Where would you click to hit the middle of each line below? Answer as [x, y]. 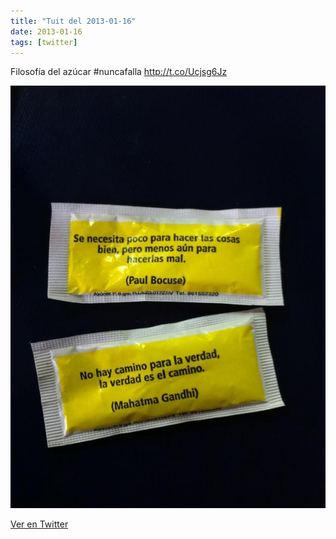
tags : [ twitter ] [44, 42]
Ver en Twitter [39, 524]
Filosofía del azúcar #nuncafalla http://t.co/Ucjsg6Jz [119, 72]
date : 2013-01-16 [46, 31]
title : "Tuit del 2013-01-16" [73, 21]
